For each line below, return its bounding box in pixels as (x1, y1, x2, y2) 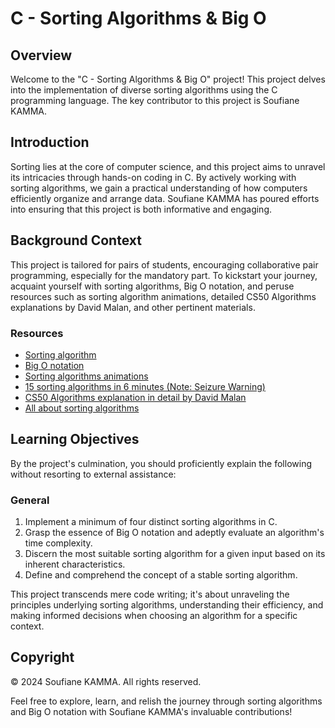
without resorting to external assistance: (10, 468, 177, 480)
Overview (10, 47, 73, 64)
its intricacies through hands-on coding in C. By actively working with (10, 171, 297, 183)
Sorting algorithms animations (24, 370, 149, 382)
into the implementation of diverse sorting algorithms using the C (10, 84, 278, 96)
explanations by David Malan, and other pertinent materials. (10, 301, 256, 313)
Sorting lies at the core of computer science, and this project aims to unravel (10, 160, 326, 172)
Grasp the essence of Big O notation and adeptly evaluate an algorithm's (24, 527, 325, 539)
